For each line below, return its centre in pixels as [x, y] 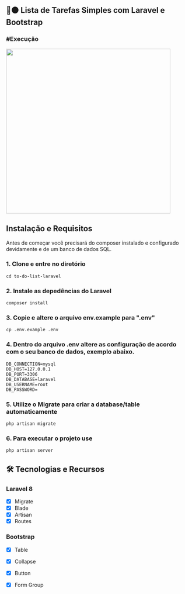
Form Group [29, 585]
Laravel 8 [20, 489]
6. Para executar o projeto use [49, 438]
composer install [27, 303]
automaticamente [32, 411]
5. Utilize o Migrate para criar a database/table [73, 404]
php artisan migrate [31, 424]
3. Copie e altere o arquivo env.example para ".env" [81, 318]
